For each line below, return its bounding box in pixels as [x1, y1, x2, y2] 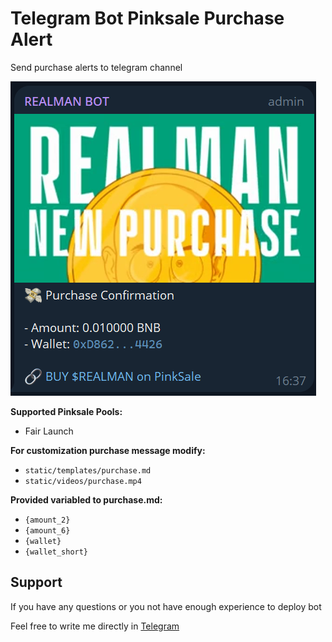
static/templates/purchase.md [24, 465, 152, 476]
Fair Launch [24, 425, 74, 437]
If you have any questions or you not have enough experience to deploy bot [10, 600, 322, 612]
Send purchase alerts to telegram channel [10, 61, 183, 73]
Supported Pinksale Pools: [10, 405, 123, 417]
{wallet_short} [24, 547, 89, 557]
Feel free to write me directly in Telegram [10, 620, 180, 632]
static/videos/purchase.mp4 [24, 476, 142, 486]
